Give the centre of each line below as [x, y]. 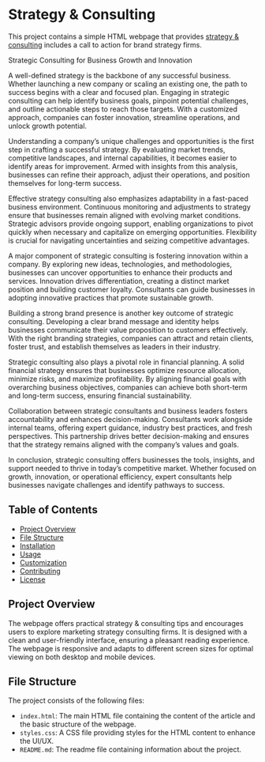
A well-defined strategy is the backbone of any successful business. [119, 75]
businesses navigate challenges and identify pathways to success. [117, 485]
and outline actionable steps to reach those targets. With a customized [123, 109]
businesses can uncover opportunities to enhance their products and [120, 272]
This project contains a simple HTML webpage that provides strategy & [123, 36]
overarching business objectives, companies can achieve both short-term [128, 387]
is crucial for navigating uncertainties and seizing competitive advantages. [129, 240]
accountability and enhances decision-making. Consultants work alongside [131, 419]
